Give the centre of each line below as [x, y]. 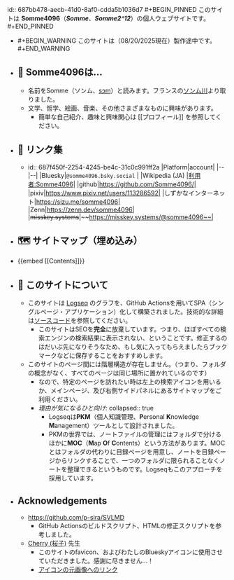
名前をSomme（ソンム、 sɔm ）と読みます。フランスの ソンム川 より [124, 90]
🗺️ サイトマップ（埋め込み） [80, 241]
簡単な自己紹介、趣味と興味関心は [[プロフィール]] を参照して [127, 116]
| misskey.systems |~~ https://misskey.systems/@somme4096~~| [121, 217]
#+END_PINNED [30, 26]
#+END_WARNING [44, 48]
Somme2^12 [113, 18]
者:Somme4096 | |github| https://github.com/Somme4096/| [112, 184]
